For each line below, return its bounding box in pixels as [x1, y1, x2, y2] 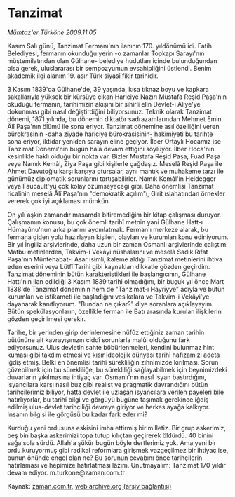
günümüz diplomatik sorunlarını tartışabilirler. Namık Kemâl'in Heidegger [7, 174, 216, 183]
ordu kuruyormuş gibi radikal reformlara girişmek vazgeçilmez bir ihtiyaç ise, [7, 446, 229, 454]
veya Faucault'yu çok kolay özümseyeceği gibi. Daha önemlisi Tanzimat [7, 182, 214, 190]
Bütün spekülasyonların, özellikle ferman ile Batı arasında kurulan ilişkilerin [7, 307, 222, 315]
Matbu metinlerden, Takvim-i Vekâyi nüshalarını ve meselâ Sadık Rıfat [7, 247, 208, 256]
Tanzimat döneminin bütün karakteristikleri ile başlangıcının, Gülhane [7, 270, 206, 278]
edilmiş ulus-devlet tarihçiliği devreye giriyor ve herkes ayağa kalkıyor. [7, 402, 210, 411]
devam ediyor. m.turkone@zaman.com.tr [7, 468, 125, 477]
